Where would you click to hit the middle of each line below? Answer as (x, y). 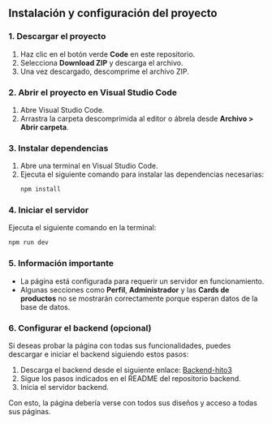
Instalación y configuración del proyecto (113, 13)
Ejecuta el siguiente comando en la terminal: (82, 228)
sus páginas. (30, 411)
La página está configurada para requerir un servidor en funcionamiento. (142, 281)
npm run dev (28, 242)
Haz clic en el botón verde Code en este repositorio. (108, 54)
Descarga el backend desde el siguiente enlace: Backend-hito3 (126, 370)
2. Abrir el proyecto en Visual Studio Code (93, 92)
